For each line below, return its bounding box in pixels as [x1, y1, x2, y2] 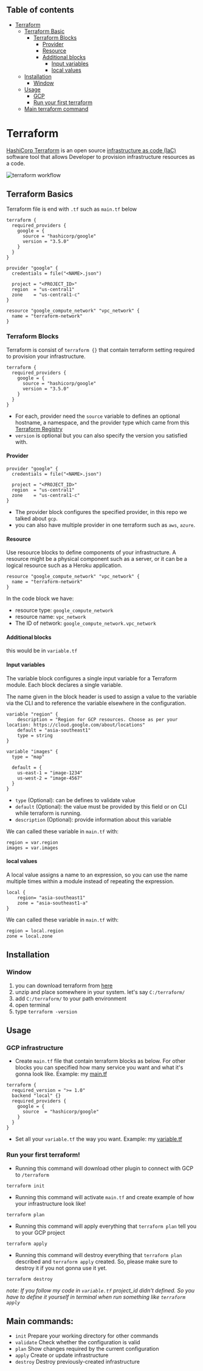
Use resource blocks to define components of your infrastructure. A [6, 549, 176, 556]
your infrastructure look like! [15, 1200, 86, 1207]
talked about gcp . [15, 515, 58, 523]
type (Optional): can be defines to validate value [15, 796, 136, 803]
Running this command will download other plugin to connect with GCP [15, 1165, 193, 1172]
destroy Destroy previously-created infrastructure [15, 1358, 140, 1366]
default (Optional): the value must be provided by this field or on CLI [15, 803, 187, 810]
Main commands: [6, 1316, 74, 1327]
